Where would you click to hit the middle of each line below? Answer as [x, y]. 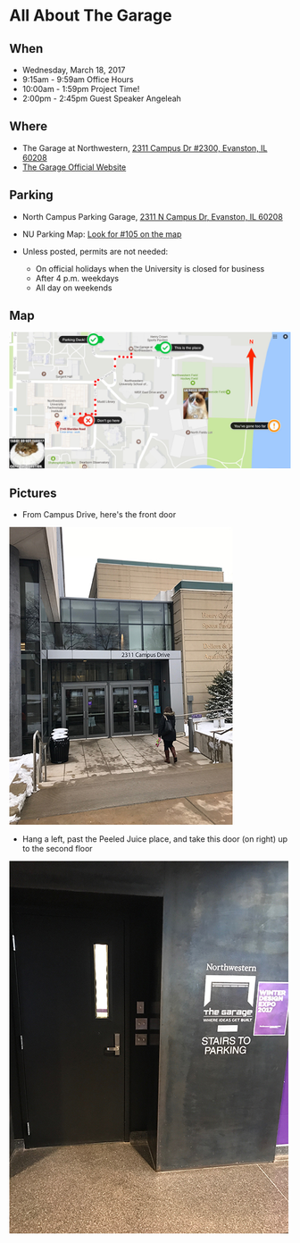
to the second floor [57, 849]
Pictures [33, 493]
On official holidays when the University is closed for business [150, 268]
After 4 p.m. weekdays [77, 278]
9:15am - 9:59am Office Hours [78, 80]
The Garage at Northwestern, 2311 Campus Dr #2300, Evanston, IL [145, 147]
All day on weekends [74, 288]
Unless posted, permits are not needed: [95, 251]
